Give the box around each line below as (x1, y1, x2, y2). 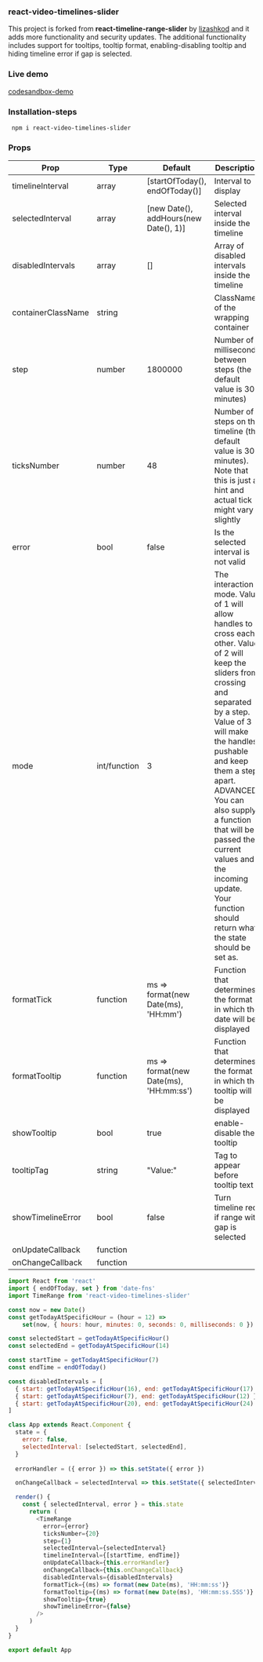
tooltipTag (12, 1165, 49, 1176)
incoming (214, 874, 249, 885)
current (214, 844, 241, 855)
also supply (214, 805, 257, 816)
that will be (214, 824, 254, 835)
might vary (214, 505, 254, 516)
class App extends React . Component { (8, 1421, 131, 1429)
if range (214, 1212, 243, 1223)
